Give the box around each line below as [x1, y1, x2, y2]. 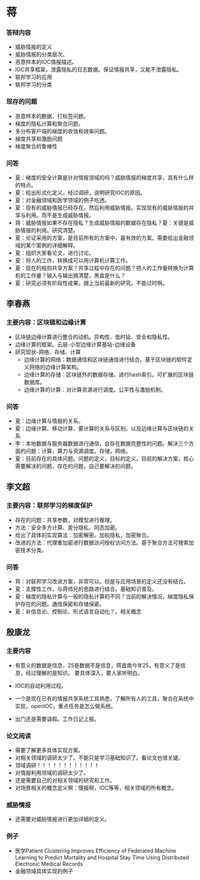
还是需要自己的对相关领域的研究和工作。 [14, 777, 115, 784]
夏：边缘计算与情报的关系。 [14, 417, 84, 425]
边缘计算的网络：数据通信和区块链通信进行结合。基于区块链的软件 [23, 356, 187, 363]
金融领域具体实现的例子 [14, 867, 73, 875]
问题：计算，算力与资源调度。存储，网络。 [25, 447, 131, 455]
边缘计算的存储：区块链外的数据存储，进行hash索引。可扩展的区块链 [23, 371, 194, 378]
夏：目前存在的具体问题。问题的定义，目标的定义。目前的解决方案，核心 [14, 455, 194, 462]
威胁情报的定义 [14, 43, 52, 51]
